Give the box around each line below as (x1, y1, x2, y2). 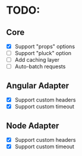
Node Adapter (6, 120, 59, 130)
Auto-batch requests (14, 63, 66, 70)
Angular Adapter (6, 81, 70, 91)
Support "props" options (14, 43, 75, 50)
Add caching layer (14, 56, 60, 63)
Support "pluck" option (14, 50, 72, 57)
